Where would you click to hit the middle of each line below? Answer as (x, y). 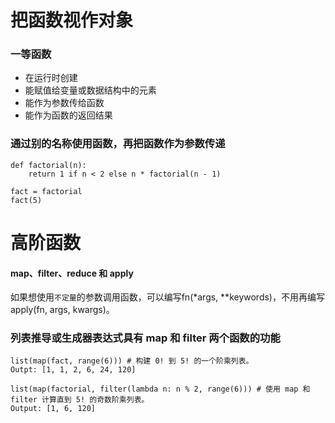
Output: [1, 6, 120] (53, 409)
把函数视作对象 (72, 20)
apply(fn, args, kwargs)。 (62, 310)
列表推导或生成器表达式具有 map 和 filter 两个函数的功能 (145, 338)
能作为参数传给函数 (64, 103)
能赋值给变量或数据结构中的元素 (90, 90)
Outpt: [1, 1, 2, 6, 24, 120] (73, 370)
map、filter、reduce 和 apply (72, 273)
